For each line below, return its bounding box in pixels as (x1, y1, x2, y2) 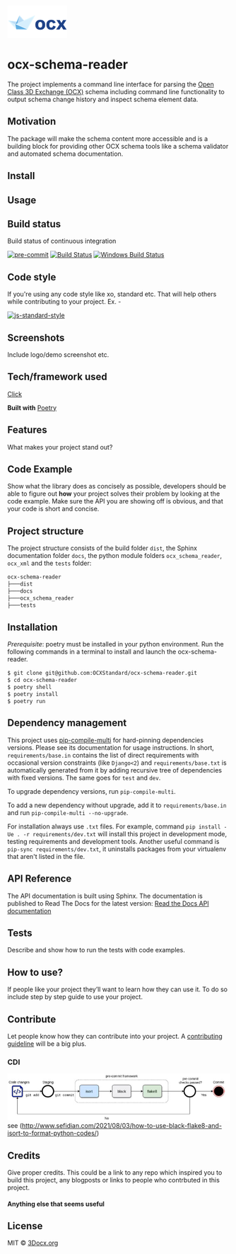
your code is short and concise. (7, 505, 100, 513)
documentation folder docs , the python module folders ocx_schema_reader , (7, 552, 223, 560)
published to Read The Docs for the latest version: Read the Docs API (7, 899, 210, 908)
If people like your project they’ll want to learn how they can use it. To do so (7, 985, 228, 993)
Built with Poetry (7, 403, 57, 412)
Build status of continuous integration (7, 236, 117, 246)
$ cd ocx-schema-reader (7, 677, 78, 684)
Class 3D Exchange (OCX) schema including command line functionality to (7, 87, 225, 96)
